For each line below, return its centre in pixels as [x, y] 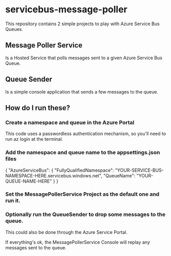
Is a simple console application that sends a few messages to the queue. [82, 92]
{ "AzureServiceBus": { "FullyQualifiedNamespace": [60, 170]
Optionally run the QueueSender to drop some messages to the [85, 214]
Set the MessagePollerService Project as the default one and [82, 194]
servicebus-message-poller [66, 10]
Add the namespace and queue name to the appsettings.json [83, 153]
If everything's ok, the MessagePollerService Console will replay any [78, 242]
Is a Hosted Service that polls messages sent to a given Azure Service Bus [84, 58]
